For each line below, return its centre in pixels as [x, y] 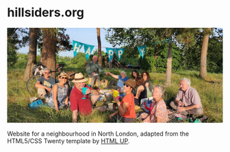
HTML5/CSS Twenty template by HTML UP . [68, 140]
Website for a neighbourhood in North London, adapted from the [98, 134]
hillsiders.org [46, 13]
